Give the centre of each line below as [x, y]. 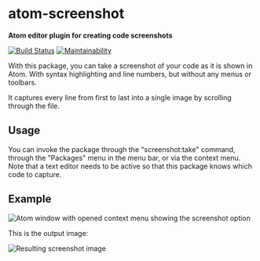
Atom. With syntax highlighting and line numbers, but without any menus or [130, 74]
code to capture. [35, 174]
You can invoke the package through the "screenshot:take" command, [122, 149]
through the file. [34, 106]
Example [30, 199]
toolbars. [22, 82]
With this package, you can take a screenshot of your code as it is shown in [130, 65]
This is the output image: [48, 233]
